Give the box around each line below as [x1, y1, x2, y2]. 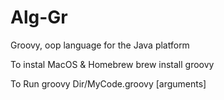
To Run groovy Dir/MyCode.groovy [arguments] [10, 77, 207, 90]
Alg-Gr [10, 6, 68, 29]
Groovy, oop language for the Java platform [10, 39, 190, 51]
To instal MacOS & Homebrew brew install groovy [10, 58, 215, 70]
